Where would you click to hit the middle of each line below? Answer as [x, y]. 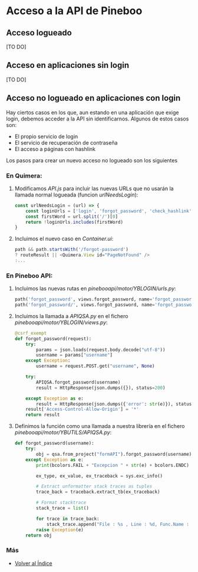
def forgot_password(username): [54, 443]
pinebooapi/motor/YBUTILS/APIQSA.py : [63, 433]
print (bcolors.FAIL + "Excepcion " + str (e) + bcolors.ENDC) [113, 465]
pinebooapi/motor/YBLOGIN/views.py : [61, 322]
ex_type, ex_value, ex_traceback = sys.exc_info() [100, 476]
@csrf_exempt [31, 333]
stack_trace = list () [63, 508]
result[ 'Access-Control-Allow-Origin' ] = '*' [82, 409]
